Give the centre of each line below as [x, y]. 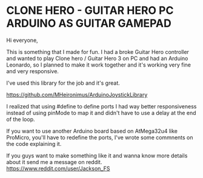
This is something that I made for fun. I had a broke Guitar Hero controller [98, 51]
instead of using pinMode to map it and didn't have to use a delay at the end [101, 113]
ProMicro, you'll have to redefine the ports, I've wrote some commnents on [100, 137]
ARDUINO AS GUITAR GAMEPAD [89, 23]
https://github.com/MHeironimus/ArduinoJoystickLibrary [77, 94]
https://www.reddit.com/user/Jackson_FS [58, 168]
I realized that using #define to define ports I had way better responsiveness [101, 106]
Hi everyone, [22, 40]
